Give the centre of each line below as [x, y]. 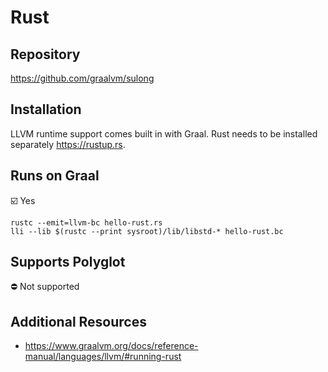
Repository [45, 54]
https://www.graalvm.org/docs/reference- [111, 346]
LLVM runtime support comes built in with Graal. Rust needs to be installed [164, 133]
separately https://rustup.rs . [68, 144]
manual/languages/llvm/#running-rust [103, 357]
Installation [46, 109]
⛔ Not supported [45, 287]
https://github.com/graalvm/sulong [82, 78]
